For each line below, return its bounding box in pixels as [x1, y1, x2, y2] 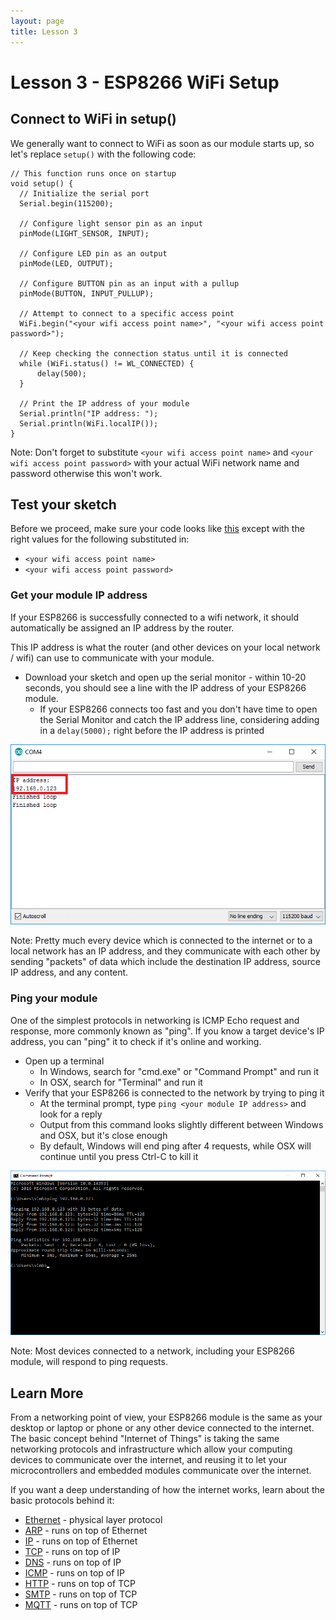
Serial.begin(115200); [19, 198, 114, 209]
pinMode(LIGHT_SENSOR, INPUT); [19, 228, 150, 239]
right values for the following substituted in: [10, 533, 190, 545]
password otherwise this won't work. [10, 467, 163, 479]
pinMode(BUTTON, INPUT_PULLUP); [19, 288, 155, 299]
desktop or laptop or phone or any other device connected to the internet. [10, 1422, 315, 1434]
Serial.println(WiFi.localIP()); [19, 418, 159, 429]
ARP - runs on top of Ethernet [24, 1525, 148, 1537]
